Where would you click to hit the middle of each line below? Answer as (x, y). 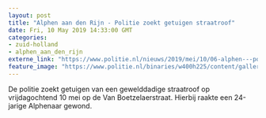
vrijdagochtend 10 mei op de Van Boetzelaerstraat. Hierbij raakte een (120, 97)
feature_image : (33, 67)
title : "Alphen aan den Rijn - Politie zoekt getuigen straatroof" (122, 23)
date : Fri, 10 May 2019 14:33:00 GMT (70, 30)
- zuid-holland (33, 45)
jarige (17, 105)
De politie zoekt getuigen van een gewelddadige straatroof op (109, 89)
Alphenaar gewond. (60, 105)
